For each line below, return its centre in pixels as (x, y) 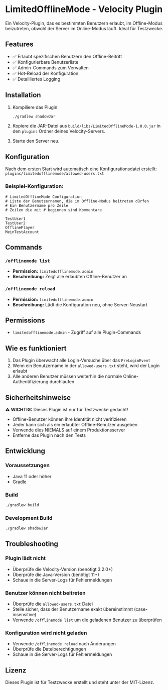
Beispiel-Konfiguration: (34, 186)
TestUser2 (16, 223)
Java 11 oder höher (32, 476)
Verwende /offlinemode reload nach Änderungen (64, 644)
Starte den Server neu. (36, 141)
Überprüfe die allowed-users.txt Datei (53, 604)
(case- (141, 609)
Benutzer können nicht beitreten (46, 593)
